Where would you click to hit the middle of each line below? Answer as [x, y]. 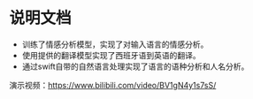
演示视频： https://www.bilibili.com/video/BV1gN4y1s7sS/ [113, 85]
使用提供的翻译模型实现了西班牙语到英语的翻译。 [111, 55]
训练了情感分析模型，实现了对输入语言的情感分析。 [115, 44]
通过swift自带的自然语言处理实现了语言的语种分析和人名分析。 [135, 66]
